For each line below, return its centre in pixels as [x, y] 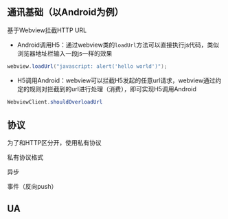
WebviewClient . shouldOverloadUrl [55, 102]
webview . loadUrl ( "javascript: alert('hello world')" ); [87, 66]
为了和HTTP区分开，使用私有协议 [54, 143]
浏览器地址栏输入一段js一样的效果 [65, 53]
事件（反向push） [32, 187]
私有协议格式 [25, 157]
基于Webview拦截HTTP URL [47, 30]
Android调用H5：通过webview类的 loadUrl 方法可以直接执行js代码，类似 [118, 45]
